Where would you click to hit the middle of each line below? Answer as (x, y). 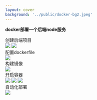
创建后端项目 (18, 40)
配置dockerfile (20, 52)
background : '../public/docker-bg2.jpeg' (49, 14)
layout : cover (20, 10)
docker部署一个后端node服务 (35, 29)
